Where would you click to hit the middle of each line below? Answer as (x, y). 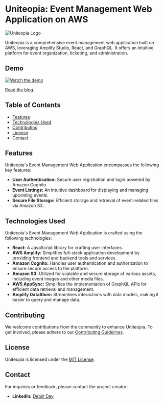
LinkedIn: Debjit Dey (33, 396)
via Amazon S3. (28, 206)
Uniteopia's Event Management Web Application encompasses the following (82, 165)
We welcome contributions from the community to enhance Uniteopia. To (79, 327)
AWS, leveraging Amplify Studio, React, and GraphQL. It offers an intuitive (79, 48)
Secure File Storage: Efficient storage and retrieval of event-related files (85, 201)
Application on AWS (47, 19)
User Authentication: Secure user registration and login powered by (81, 179)
